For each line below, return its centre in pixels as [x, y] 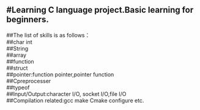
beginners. [28, 20]
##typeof [18, 87]
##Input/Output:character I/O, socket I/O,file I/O [66, 94]
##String [17, 48]
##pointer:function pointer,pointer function [60, 74]
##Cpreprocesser [29, 81]
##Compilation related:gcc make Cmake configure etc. [75, 100]
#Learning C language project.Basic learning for [100, 10]
